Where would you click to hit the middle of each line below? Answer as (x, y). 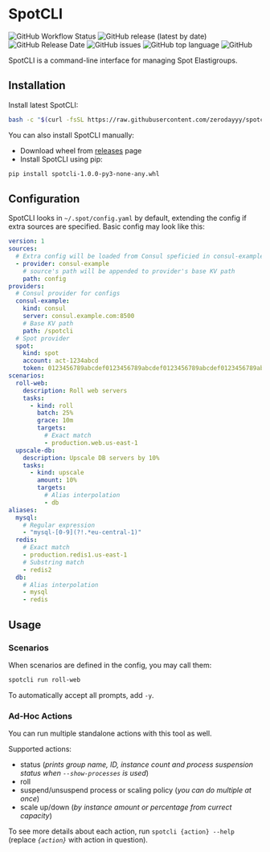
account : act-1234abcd (61, 361)
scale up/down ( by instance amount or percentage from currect (126, 807)
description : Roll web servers (75, 390)
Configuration (44, 199)
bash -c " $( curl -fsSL (46, 120)
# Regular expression (59, 525)
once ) (30, 799)
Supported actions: (40, 749)
